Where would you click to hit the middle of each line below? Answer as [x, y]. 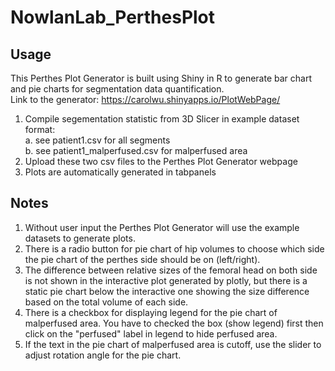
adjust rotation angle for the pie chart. [103, 355]
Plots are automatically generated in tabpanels [120, 172]
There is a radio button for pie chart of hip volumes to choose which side [174, 248]
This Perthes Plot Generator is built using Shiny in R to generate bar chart [161, 78]
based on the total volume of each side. [106, 302]
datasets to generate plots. [80, 238]
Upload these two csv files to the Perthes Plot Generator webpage [161, 161]
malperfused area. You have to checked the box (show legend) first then [174, 323]
